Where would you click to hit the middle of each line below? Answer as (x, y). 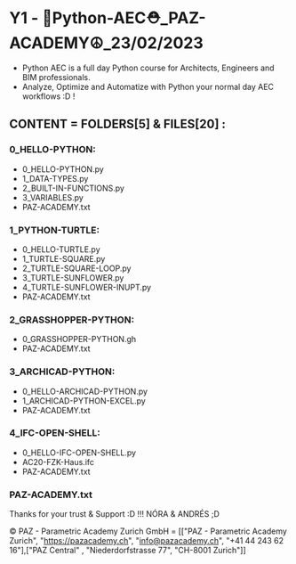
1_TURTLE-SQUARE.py (64, 258)
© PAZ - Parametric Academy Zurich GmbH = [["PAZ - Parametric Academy (148, 531)
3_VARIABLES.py (53, 197)
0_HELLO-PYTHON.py (63, 169)
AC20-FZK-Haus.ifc (58, 462)
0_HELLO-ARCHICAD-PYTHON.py (85, 391)
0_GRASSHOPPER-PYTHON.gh (79, 339)
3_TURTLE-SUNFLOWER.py (73, 277)
